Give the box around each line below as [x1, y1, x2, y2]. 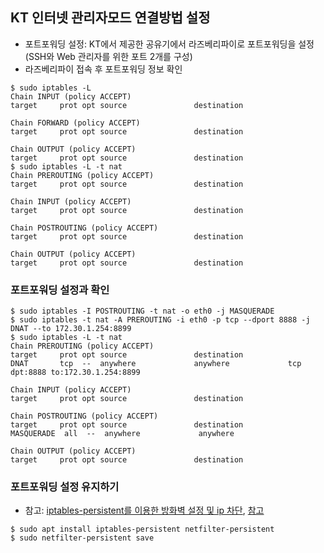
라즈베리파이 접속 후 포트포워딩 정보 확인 [24, 63, 183, 75]
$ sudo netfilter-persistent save [10, 533, 155, 543]
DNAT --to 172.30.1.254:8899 [10, 324, 132, 334]
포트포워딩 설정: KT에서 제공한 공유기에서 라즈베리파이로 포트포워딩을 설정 [24, 38, 315, 50]
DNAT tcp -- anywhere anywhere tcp [10, 359, 302, 369]
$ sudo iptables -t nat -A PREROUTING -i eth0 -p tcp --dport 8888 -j [10, 315, 311, 325]
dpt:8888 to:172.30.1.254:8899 [10, 368, 141, 378]
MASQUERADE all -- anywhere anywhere [10, 429, 235, 439]
